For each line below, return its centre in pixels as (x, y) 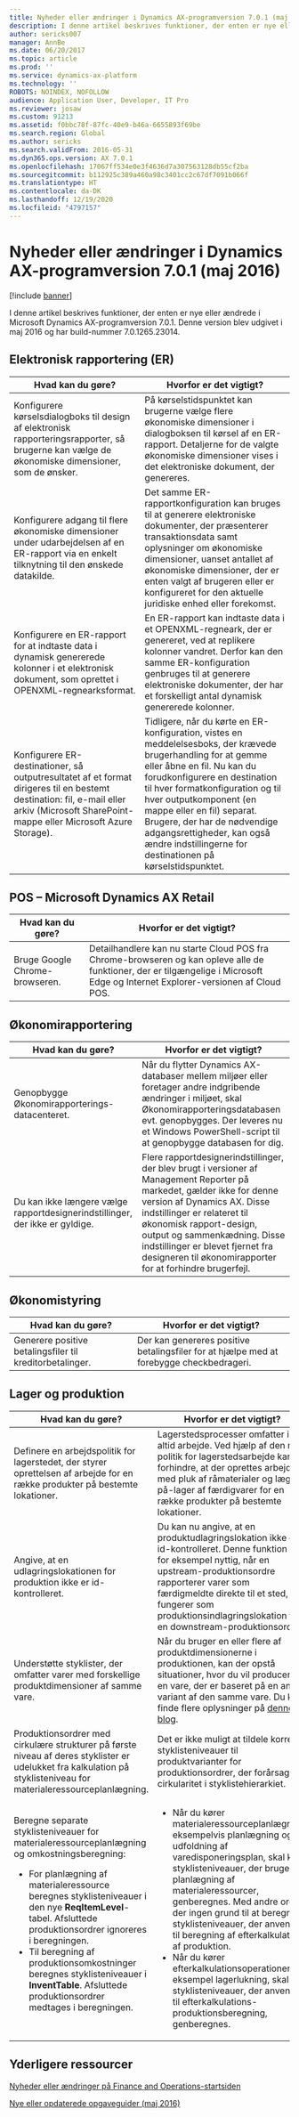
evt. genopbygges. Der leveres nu (212, 1121)
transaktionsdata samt (191, 537)
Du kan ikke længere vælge (71, 1202)
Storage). (33, 832)
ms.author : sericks (45, 142)
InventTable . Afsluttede (78, 1984)
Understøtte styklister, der (68, 1663)
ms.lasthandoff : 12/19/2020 (61, 200)
